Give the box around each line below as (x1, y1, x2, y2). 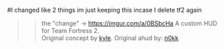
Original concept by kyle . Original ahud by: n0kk (41, 34, 179, 42)
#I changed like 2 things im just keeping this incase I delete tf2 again (7, 6, 203, 14)
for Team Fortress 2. (41, 27, 100, 35)
